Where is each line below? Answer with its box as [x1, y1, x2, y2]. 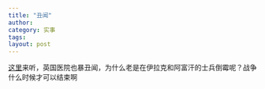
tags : [8, 33, 26, 41]
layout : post [8, 41, 51, 48]
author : [8, 19, 34, 27]
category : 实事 [8, 26, 56, 34]
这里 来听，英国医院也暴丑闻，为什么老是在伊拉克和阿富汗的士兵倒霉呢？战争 [8, 63, 257, 73]
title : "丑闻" [8, 11, 53, 20]
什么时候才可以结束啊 [8, 73, 77, 82]
